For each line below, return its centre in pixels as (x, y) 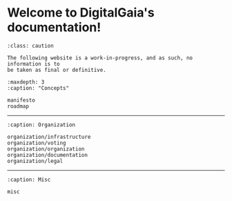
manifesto (21, 100)
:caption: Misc (29, 180)
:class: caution (30, 46)
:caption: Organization (41, 125)
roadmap (18, 106)
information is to (33, 64)
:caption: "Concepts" (38, 88)
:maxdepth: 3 (26, 82)
